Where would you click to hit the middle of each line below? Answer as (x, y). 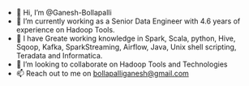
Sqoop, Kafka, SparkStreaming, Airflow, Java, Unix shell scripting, (126, 47)
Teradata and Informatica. (59, 56)
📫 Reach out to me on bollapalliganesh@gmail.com (102, 73)
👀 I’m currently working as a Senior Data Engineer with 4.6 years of (128, 21)
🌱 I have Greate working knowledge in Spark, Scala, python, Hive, (126, 38)
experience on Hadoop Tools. (65, 30)
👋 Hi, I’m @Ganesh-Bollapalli (64, 13)
